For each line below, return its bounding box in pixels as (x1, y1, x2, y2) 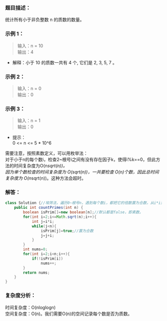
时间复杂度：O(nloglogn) (5, 304, 56, 310)
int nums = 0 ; (23, 247, 48, 252)
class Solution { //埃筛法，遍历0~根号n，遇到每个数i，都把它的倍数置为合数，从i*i (5, 200, 161, 205)
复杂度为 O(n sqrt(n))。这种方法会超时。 (5, 175, 86, 181)
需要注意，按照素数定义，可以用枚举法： (5, 151, 88, 157)
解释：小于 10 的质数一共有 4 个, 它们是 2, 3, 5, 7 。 (12, 59, 117, 65)
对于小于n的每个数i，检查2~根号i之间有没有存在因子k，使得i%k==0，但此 (5, 157, 156, 162)
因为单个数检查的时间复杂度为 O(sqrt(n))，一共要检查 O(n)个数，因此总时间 (5, 169, 159, 175)
